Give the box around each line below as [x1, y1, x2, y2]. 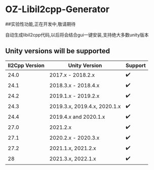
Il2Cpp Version [8, 62, 45, 69]
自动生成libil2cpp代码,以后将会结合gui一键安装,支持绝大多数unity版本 [5, 31, 149, 38]
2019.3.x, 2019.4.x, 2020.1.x [49, 103, 121, 110]
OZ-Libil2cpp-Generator [5, 4, 110, 15]
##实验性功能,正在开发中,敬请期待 [5, 21, 76, 27]
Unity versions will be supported [5, 47, 110, 55]
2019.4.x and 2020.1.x [49, 113, 105, 120]
